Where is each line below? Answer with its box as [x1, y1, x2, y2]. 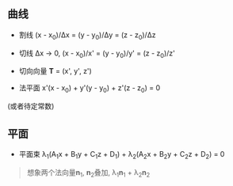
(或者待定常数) [7, 101, 55, 111]
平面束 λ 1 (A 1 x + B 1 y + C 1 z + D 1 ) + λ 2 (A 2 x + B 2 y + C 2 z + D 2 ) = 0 [18, 150, 225, 161]
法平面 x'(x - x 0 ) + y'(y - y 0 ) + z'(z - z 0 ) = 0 [18, 83, 160, 95]
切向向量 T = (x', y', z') [18, 66, 92, 76]
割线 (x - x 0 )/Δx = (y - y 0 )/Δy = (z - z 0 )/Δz [18, 30, 156, 41]
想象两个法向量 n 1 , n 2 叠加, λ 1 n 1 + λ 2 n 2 [26, 167, 151, 179]
